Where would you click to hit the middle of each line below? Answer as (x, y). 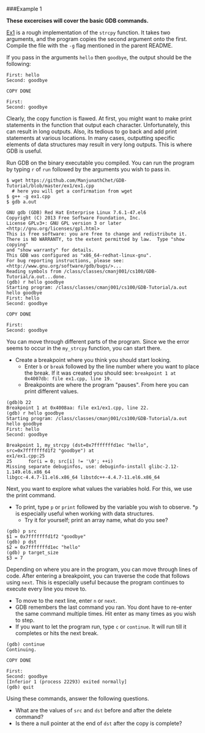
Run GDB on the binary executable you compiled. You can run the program (100, 163)
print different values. (51, 391)
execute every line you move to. (47, 589)
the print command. (31, 495)
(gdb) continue (26, 644)
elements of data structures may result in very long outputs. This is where (99, 144)
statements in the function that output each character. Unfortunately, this (98, 125)
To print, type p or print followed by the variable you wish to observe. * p (106, 507)
